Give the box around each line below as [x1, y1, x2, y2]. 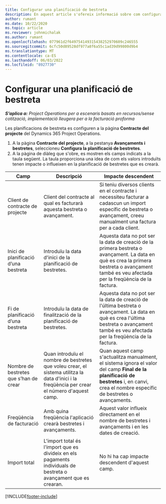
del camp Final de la [99, 366, 147, 373]
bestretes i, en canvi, [99, 378, 149, 385]
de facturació [7, 420, 39, 427]
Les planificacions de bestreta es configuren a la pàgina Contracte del [5, 126, 149, 131]
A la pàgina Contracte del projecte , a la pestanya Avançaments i [12, 140, 146, 146]
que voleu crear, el [43, 363, 87, 370]
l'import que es [43, 444, 79, 451]
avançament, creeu [99, 212, 144, 219]
